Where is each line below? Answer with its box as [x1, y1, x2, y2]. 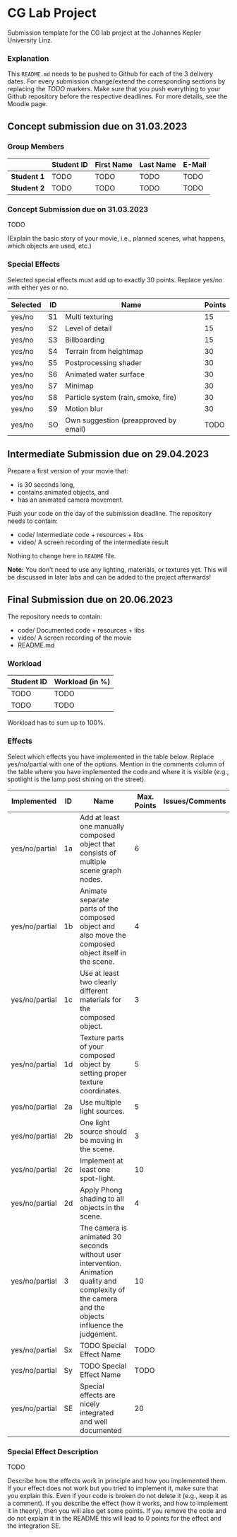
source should [80, 1127, 128, 1136]
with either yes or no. [7, 283, 69, 292]
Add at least [80, 812, 120, 822]
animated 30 [80, 1231, 122, 1241]
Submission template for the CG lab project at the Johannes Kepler [7, 28, 202, 37]
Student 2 [11, 183, 45, 192]
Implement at [80, 1156, 123, 1165]
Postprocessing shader [65, 357, 142, 367]
